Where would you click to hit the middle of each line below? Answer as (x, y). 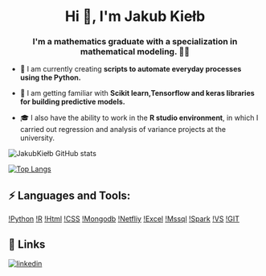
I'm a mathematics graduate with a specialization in (135, 42)
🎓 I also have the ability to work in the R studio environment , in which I (139, 118)
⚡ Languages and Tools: (70, 195)
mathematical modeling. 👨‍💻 (135, 51)
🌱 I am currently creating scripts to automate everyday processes (131, 69)
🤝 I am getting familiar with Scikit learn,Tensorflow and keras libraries (137, 93)
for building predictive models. (73, 102)
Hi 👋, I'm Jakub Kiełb (135, 16)
